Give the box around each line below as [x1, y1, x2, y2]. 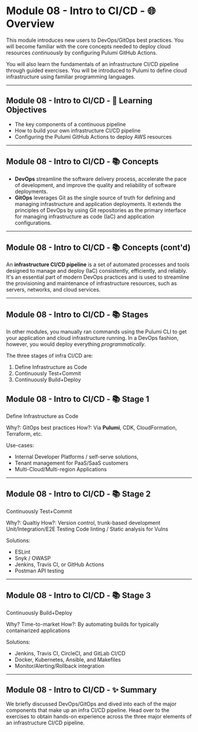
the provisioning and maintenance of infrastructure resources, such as [6, 280, 177, 287]
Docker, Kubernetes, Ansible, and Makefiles [14, 656, 121, 663]
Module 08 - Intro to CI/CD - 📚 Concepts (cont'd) [6, 242, 191, 252]
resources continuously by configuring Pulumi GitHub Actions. [6, 49, 157, 56]
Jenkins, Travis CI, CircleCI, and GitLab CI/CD [14, 649, 126, 656]
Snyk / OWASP [14, 554, 51, 561]
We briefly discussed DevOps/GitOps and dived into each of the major [6, 701, 177, 708]
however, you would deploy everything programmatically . [6, 341, 146, 348]
